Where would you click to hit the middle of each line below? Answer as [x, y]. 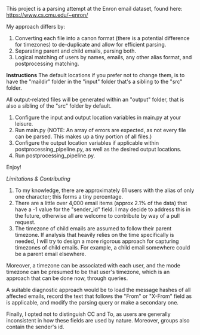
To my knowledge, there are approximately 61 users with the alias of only [104, 190]
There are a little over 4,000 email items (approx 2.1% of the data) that [101, 203]
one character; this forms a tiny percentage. [69, 197]
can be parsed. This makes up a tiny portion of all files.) [83, 136]
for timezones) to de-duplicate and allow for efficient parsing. [90, 45]
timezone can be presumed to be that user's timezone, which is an [88, 272]
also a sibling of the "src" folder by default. [59, 106]
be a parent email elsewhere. [50, 254]
